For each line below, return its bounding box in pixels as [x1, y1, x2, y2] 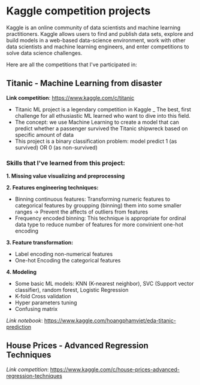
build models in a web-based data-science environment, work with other [6, 36, 186, 44]
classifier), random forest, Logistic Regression [14, 286, 129, 294]
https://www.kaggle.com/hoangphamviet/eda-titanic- [44, 317, 177, 324]
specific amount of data [14, 131, 74, 138]
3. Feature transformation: [6, 239, 74, 246]
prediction [6, 323, 32, 331]
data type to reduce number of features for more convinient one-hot [14, 221, 184, 228]
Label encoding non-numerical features [14, 250, 113, 258]
